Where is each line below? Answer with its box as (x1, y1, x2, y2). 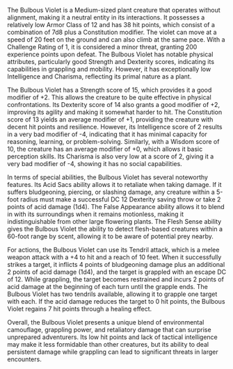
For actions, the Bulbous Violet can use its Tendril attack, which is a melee (7, 246, 220, 254)
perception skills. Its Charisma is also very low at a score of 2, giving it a (7, 152, 214, 161)
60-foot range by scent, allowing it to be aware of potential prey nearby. (7, 232, 214, 240)
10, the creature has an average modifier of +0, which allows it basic (7, 145, 203, 153)
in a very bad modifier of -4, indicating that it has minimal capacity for (7, 130, 207, 138)
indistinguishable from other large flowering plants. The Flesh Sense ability (7, 218, 222, 225)
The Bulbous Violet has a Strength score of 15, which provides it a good (7, 86, 212, 94)
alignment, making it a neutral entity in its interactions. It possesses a (7, 13, 205, 22)
